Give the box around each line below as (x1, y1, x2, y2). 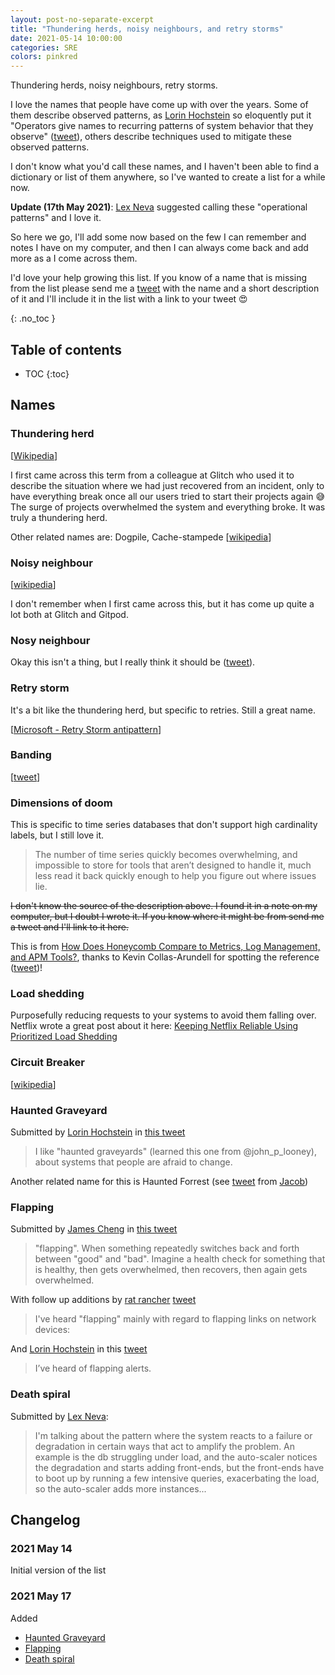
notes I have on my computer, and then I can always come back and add (10, 242, 309, 254)
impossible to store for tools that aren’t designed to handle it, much (34, 859, 312, 871)
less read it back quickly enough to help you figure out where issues (34, 870, 317, 882)
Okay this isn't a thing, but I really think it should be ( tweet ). (10, 656, 256, 668)
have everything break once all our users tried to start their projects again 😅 (10, 490, 326, 502)
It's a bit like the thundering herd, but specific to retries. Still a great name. (10, 704, 316, 716)
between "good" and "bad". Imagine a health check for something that (34, 1253, 326, 1265)
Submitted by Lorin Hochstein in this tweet (10, 1126, 186, 1138)
